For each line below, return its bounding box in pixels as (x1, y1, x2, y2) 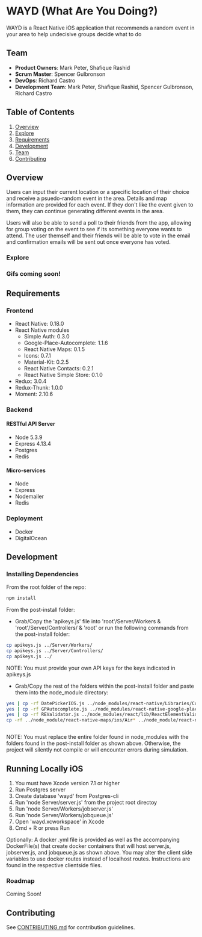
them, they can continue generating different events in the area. (6, 208, 164, 215)
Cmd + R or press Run (14, 824, 70, 832)
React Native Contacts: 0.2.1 (23, 364, 94, 372)
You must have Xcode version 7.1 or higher (14, 780, 120, 787)
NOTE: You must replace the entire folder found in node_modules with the (6, 733, 189, 741)
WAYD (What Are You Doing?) (6, 4, 158, 18)
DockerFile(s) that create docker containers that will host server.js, (6, 842, 171, 850)
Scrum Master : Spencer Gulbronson (14, 70, 106, 78)
